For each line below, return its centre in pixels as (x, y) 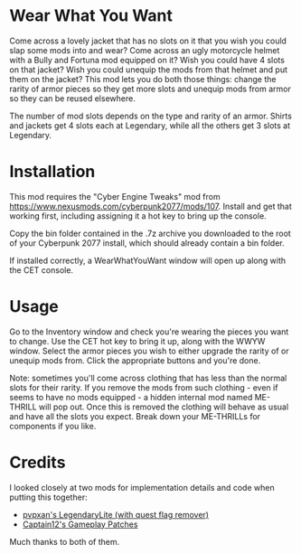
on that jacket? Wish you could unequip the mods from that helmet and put (148, 70)
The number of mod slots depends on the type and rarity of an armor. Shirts (150, 116)
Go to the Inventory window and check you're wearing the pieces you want (149, 332)
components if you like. (53, 426)
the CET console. (42, 270)
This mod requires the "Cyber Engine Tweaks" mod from (115, 196)
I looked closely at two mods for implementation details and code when (142, 487)
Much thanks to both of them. (65, 541)
